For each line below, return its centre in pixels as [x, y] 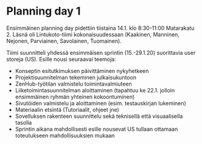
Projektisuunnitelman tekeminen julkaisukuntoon [76, 77]
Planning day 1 [44, 11]
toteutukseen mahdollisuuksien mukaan [65, 135]
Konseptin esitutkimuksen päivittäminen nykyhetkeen [82, 70]
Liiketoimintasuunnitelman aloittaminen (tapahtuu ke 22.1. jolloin [95, 90]
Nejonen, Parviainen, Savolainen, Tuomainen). [64, 41]
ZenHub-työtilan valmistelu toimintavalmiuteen [73, 84]
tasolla [23, 122]
